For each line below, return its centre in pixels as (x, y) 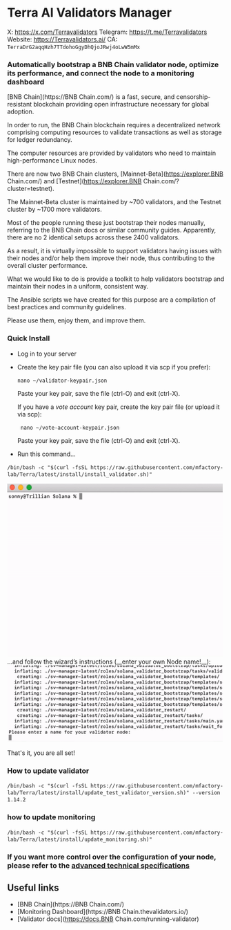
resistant (20, 104)
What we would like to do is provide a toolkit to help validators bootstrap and (116, 279)
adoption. (21, 111)
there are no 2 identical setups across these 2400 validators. (94, 237)
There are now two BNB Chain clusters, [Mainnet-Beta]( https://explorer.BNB (115, 174)
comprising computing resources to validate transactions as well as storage (114, 132)
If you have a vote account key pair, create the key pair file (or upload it (118, 407)
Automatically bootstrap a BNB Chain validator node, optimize (113, 64)
